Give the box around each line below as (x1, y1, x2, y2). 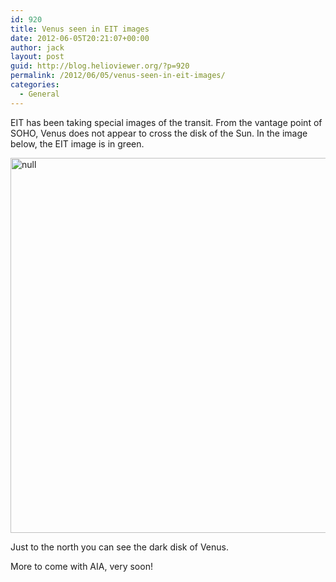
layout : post (10, 52, 65, 62)
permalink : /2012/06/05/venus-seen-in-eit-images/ (10, 71, 226, 81)
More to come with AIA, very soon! (10, 560, 153, 572)
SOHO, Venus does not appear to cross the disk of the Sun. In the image (10, 127, 308, 139)
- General (19, 89, 60, 99)
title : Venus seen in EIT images (10, 24, 150, 34)
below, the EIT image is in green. (10, 137, 145, 150)
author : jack (10, 42, 65, 53)
